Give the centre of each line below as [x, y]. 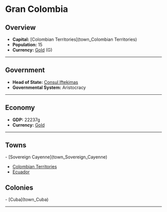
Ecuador [21, 172]
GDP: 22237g [26, 120]
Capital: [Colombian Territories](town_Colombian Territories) [75, 39]
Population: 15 [27, 45]
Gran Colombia [37, 9]
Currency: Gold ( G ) [32, 50]
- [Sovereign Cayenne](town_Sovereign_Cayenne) [56, 157]
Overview [21, 28]
